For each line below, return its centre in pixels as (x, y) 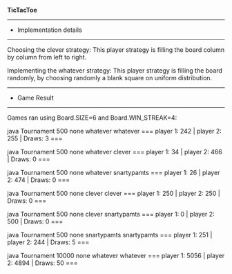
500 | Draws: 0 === (35, 221)
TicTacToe (22, 10)
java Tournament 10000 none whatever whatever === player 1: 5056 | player (116, 256)
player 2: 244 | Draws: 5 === (48, 242)
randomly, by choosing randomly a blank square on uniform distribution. (110, 78)
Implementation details (50, 30)
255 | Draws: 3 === (35, 138)
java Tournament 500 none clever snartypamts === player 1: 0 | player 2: (111, 214)
